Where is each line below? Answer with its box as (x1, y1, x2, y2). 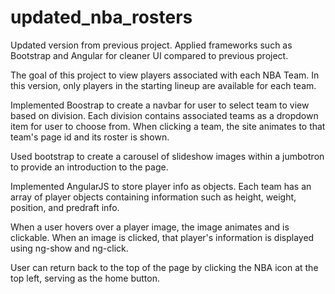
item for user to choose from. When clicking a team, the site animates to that (10, 120, 326, 132)
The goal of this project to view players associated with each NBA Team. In (10, 69, 320, 81)
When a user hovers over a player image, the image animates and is (10, 221, 290, 233)
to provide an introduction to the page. (10, 161, 169, 173)
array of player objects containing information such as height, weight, (10, 191, 297, 203)
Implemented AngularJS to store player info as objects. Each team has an (10, 180, 312, 192)
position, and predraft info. (10, 201, 120, 213)
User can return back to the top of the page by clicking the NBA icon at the (10, 261, 319, 273)
